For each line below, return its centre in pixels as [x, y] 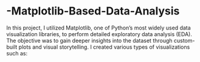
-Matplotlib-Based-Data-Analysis [93, 11]
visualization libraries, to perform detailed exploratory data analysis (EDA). [99, 34]
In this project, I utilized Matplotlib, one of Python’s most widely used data [99, 28]
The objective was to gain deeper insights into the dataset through [89, 40]
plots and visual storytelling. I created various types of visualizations [104, 47]
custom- [184, 40]
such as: [17, 53]
